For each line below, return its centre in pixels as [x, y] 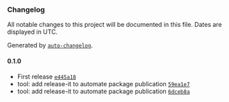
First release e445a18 [46, 76]
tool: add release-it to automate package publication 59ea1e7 [103, 83]
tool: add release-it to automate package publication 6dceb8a [103, 91]
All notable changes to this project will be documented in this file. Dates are [115, 25]
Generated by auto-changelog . [50, 45]
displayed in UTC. [33, 32]
